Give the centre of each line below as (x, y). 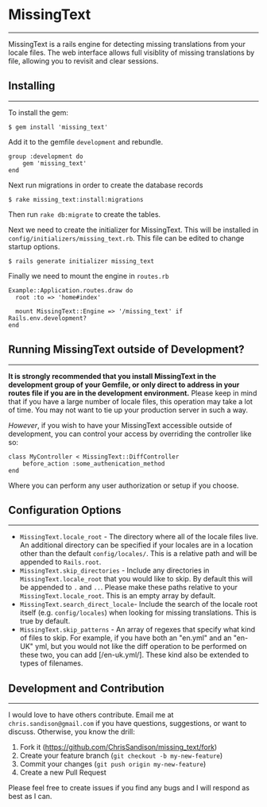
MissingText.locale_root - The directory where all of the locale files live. (139, 537)
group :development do (46, 156)
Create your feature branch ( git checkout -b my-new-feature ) (121, 755)
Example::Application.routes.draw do (71, 290)
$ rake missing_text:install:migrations (76, 199)
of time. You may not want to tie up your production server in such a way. (128, 410)
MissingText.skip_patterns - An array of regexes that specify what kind (137, 630)
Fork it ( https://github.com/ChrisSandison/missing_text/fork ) (118, 747)
